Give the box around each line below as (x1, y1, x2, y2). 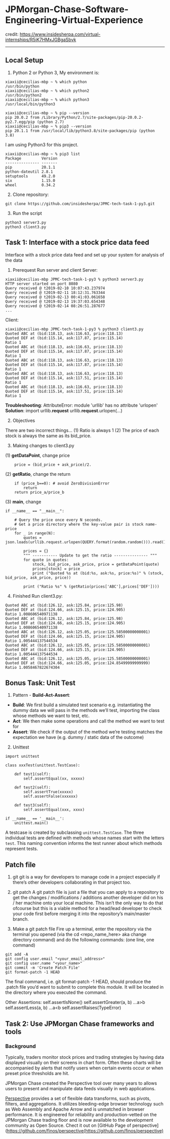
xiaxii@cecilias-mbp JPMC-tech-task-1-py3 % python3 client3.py (5, 327, 144, 332)
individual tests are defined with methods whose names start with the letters (5, 835, 164, 841)
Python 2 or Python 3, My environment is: (12, 70, 100, 76)
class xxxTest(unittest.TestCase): (5, 763, 80, 768)
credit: (5, 31, 19, 37)
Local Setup (5, 56, 44, 64)
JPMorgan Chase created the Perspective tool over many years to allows (5, 1080, 157, 1086)
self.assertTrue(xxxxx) (23, 790, 73, 795)
